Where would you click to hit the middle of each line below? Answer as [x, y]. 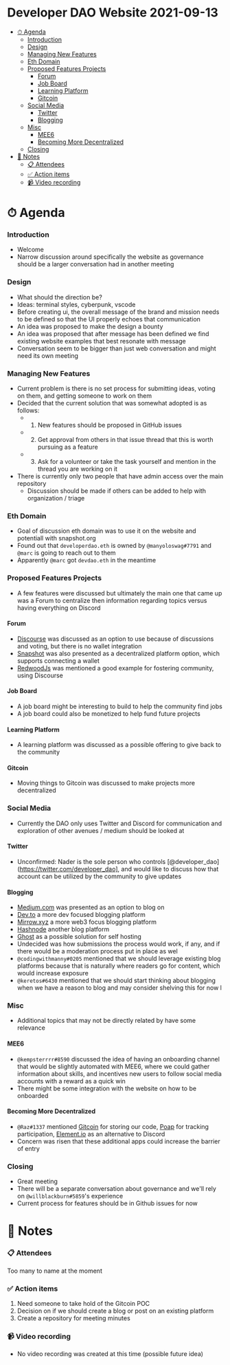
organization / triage [56, 498]
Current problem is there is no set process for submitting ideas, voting [116, 389]
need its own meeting [48, 355]
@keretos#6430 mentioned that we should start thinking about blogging [116, 981]
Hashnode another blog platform [63, 929]
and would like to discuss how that [170, 869]
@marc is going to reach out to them [66, 553]
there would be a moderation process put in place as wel [97, 951]
